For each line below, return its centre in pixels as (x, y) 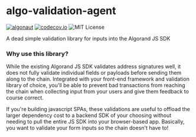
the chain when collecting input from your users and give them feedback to (97, 92)
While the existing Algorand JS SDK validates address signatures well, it (94, 66)
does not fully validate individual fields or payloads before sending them (94, 73)
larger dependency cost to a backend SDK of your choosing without (89, 115)
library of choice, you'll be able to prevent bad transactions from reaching (96, 85)
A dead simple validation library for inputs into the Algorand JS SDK (88, 38)
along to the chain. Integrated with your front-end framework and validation (98, 79)
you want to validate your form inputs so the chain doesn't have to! (87, 128)
